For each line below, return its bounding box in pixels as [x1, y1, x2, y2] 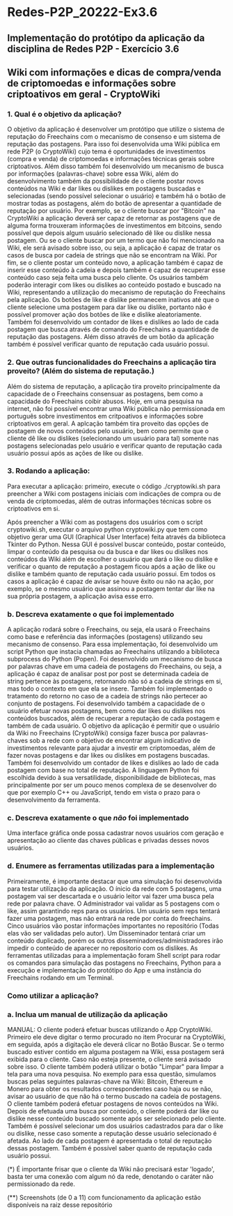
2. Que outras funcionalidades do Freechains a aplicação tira [7, 357, 217, 367]
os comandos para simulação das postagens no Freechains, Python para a [7, 959, 221, 967]
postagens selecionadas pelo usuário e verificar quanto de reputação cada [7, 441, 223, 450]
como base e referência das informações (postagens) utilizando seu [7, 633, 203, 641]
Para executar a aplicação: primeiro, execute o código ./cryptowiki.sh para [7, 482, 220, 490]
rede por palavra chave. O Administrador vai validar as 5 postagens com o [7, 899, 220, 908]
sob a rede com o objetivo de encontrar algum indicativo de [29, 737, 200, 745]
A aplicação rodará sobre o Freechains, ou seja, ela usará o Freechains [7, 625, 211, 633]
